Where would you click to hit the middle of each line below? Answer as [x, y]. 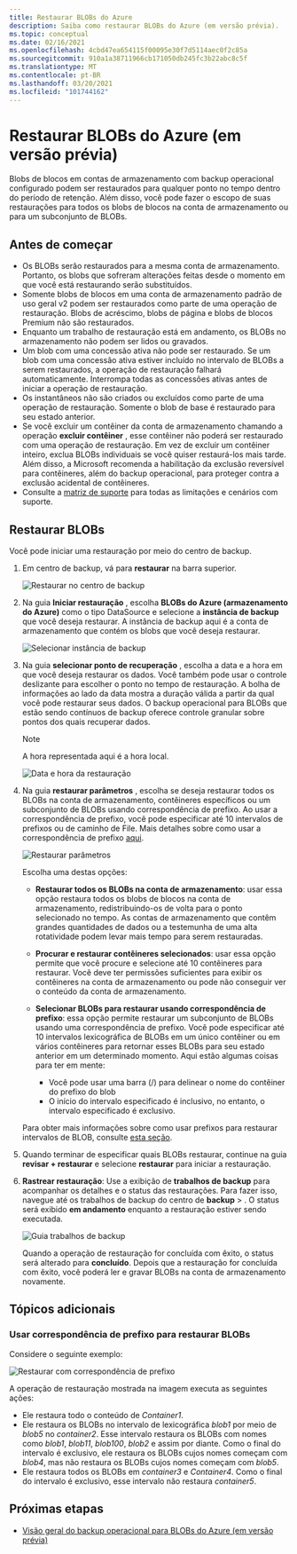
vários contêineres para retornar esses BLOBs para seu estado [150, 1046]
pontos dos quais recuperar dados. [86, 722]
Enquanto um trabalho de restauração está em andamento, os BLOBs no [154, 332]
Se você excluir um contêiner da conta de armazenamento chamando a [152, 426]
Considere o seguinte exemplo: [66, 1353]
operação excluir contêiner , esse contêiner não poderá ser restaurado [152, 436]
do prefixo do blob [82, 1092]
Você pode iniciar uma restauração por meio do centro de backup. [131, 551]
